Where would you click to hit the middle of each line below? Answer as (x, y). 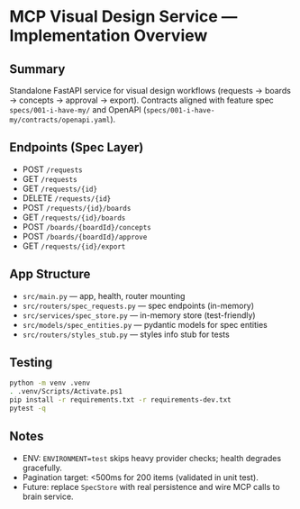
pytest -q (28, 409)
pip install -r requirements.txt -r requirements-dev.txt (120, 400)
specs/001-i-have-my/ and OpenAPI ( (78, 109)
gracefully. (42, 468)
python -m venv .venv (50, 383)
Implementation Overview (109, 36)
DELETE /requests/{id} (67, 198)
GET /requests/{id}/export (74, 246)
